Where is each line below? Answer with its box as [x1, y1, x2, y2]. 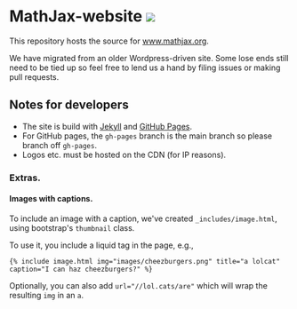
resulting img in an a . [9, 289, 84, 300]
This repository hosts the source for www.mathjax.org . [9, 36, 209, 46]
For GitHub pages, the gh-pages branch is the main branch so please [21, 131, 273, 141]
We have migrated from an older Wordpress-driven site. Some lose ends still [9, 52, 289, 63]
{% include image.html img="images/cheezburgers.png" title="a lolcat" [9, 257, 280, 265]
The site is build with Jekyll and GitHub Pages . [21, 121, 193, 131]
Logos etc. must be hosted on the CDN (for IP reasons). [21, 149, 227, 160]
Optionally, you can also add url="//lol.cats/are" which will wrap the [9, 280, 269, 290]
